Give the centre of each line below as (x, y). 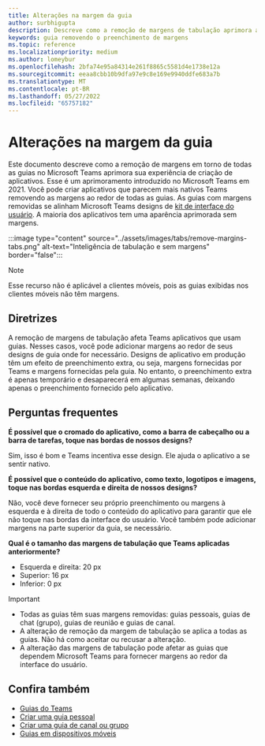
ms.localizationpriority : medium (63, 52)
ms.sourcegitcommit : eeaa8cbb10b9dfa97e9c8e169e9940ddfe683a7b (114, 74)
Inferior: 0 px (40, 584)
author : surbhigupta (42, 23)
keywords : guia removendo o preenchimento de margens (99, 37)
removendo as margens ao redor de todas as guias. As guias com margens (130, 198)
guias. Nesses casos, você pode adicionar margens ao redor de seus (121, 346)
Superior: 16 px (44, 575)
